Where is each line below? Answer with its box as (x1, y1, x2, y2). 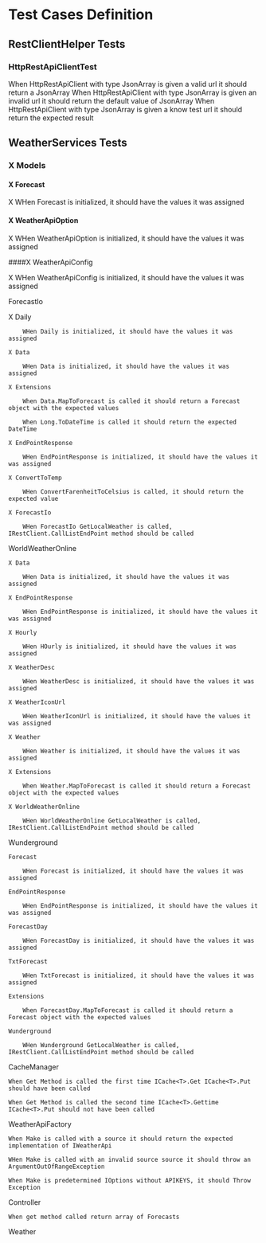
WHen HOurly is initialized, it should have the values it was (22, 643, 237, 651)
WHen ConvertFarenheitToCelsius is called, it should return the (22, 487, 244, 495)
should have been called (8, 1085, 91, 1093)
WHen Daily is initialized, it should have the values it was (22, 327, 233, 335)
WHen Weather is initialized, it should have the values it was (22, 747, 241, 755)
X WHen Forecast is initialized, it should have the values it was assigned (8, 197, 244, 207)
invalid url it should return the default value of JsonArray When (8, 96, 215, 105)
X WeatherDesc (8, 663, 56, 671)
